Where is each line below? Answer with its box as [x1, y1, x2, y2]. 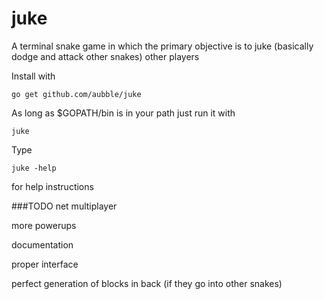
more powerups [11, 219, 77, 231]
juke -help [11, 163, 57, 173]
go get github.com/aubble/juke [11, 89, 142, 99]
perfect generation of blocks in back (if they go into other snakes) [11, 277, 283, 289]
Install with [11, 70, 56, 82]
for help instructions [11, 180, 94, 192]
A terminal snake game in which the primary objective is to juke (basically [11, 40, 314, 52]
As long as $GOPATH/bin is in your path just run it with [11, 107, 236, 119]
